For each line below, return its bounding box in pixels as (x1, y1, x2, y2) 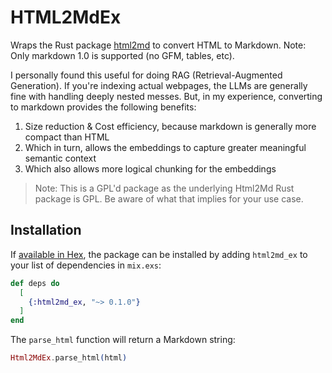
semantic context (24, 152, 97, 164)
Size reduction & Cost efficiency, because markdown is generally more (24, 120, 317, 132)
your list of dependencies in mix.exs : (10, 259, 162, 271)
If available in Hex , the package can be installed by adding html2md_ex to (10, 248, 308, 260)
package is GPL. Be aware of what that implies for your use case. (34, 192, 304, 205)
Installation (10, 222, 82, 239)
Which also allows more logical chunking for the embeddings (24, 162, 277, 175)
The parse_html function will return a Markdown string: (10, 334, 236, 346)
